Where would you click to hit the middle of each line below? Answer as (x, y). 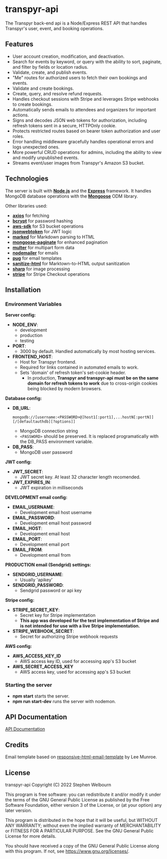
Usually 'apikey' (36, 580)
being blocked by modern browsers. (65, 389)
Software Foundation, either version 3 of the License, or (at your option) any (83, 805)
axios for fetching (31, 215)
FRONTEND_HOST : (32, 357)
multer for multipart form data (43, 247)
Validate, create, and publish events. (50, 72)
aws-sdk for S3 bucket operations (48, 226)
